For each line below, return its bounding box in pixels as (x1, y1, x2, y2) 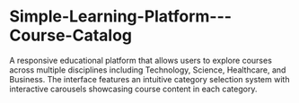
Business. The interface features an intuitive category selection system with (9, 73, 290, 84)
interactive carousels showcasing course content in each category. (9, 83, 258, 94)
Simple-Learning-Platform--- (9, 6, 232, 27)
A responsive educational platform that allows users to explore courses (9, 55, 272, 65)
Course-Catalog (9, 25, 133, 46)
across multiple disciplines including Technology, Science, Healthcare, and (9, 64, 286, 75)
